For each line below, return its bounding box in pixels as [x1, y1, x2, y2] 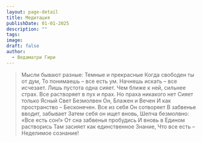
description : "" [6, 26, 47, 32]
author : [6, 49, 26, 55]
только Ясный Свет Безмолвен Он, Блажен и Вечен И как [21, 97, 172, 104]
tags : [6, 32, 20, 38]
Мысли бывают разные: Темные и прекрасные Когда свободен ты [21, 71, 195, 78]
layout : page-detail [6, 9, 59, 15]
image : [6, 37, 23, 43]
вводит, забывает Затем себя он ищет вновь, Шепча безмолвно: [21, 110, 190, 117]
